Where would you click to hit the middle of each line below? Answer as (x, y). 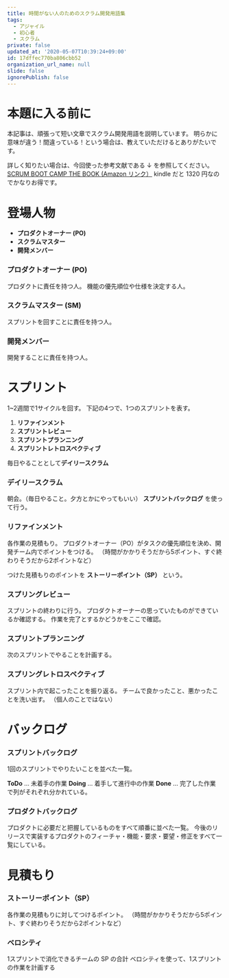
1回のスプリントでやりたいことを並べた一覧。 (71, 769)
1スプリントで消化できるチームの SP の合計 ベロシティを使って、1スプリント (114, 959)
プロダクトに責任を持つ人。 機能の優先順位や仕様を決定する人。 (98, 286)
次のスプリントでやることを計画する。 (61, 655)
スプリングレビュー (39, 594)
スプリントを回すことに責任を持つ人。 (61, 322)
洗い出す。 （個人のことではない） (68, 699)
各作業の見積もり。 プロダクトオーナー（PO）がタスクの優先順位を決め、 (111, 543)
